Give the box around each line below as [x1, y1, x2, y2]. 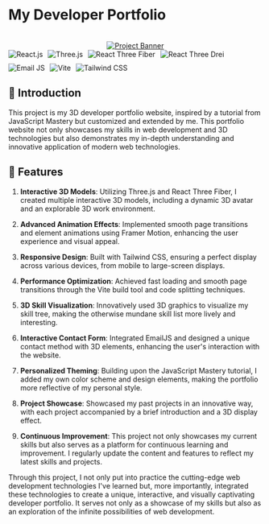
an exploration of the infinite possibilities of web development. [8, 506, 215, 516]
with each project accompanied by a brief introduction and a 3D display [19, 406, 258, 416]
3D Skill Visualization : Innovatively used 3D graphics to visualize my [19, 300, 249, 310]
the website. [19, 350, 62, 360]
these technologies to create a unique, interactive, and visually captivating [8, 489, 255, 499]
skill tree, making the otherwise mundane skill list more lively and [19, 308, 236, 319]
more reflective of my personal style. [19, 382, 143, 392]
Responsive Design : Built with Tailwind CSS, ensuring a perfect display [19, 252, 258, 262]
